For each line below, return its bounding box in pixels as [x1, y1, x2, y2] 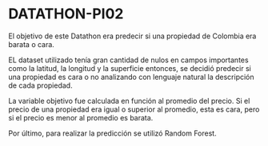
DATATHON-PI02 [8, 5, 124, 23]
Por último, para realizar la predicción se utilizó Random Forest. [8, 128, 218, 138]
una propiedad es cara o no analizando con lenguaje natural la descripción [8, 72, 254, 81]
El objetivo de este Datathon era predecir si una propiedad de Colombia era [8, 31, 257, 41]
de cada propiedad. [8, 81, 74, 90]
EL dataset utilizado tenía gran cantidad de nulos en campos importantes [8, 55, 250, 65]
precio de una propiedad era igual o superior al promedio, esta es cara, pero [8, 105, 260, 114]
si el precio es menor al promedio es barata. [8, 112, 154, 122]
